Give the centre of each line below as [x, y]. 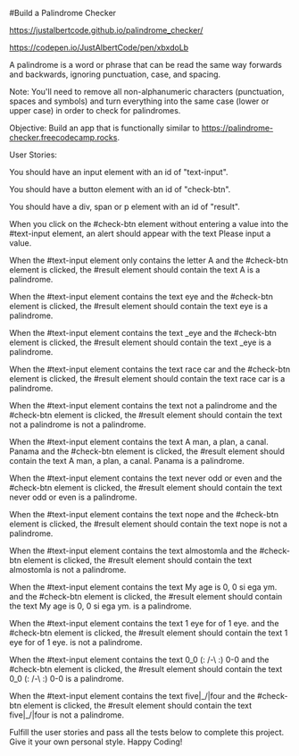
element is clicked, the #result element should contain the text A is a [135, 270]
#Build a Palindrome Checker [63, 13]
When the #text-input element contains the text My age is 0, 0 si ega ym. [143, 587]
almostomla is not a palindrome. [68, 570]
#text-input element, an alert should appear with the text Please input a [140, 233]
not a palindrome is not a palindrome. [78, 424]
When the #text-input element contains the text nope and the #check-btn [144, 514]
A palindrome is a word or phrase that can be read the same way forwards [146, 65]
